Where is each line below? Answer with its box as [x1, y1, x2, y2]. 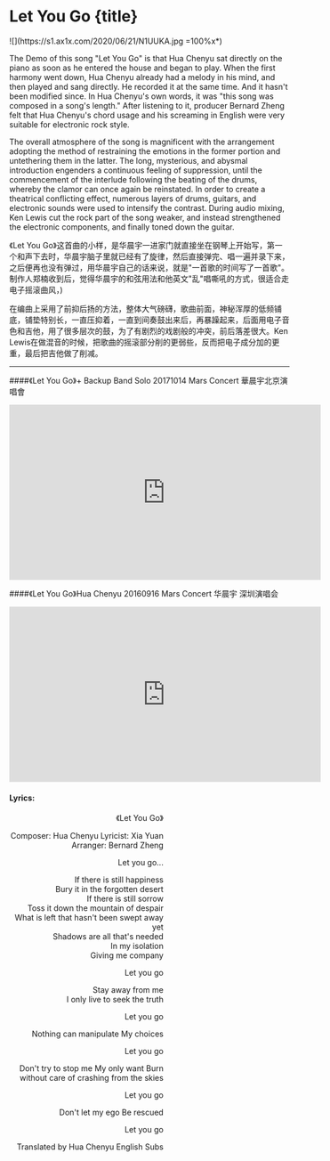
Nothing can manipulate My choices [31, 1028, 165, 1039]
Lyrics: [9, 792, 36, 803]
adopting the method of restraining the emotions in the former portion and [9, 145, 281, 157]
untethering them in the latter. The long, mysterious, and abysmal [9, 155, 248, 166]
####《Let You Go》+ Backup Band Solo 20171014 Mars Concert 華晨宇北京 [9, 375, 280, 386]
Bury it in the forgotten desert [55, 884, 165, 895]
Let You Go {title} [9, 6, 139, 27]
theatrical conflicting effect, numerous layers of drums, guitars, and [9, 193, 257, 204]
